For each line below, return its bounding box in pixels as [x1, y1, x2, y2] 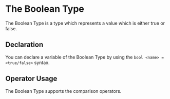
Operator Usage [5, 74, 58, 83]
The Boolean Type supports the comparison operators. [5, 88, 122, 94]
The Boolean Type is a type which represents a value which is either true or [5, 20, 165, 26]
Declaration [5, 41, 44, 49]
